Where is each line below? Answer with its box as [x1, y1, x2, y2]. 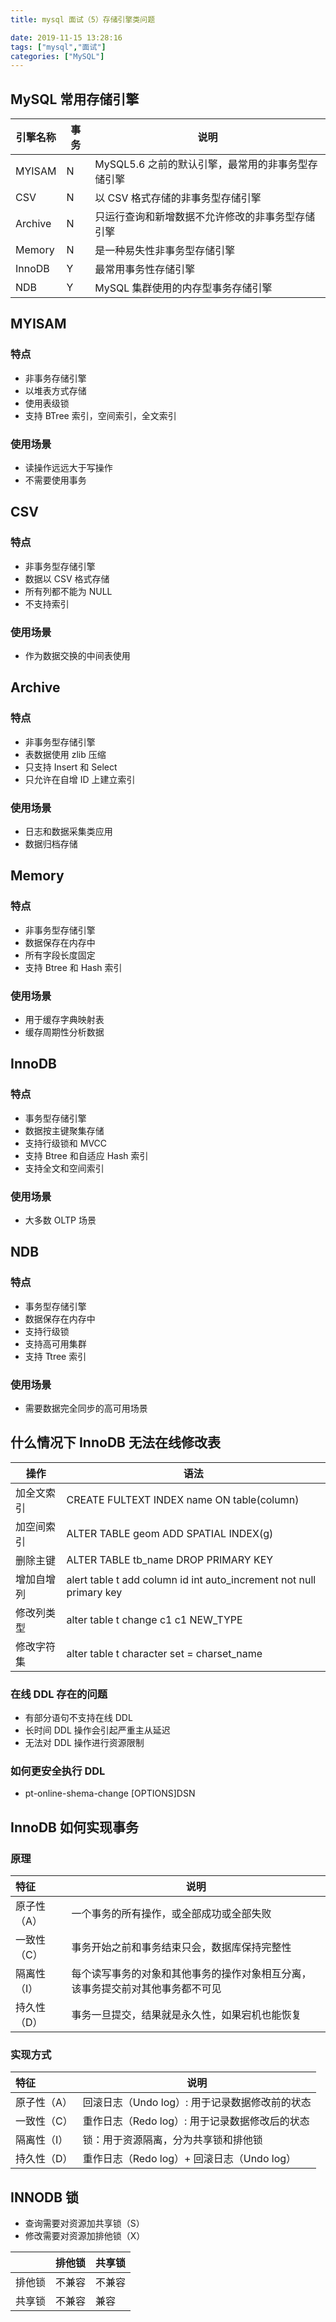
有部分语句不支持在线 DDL [24, 1712, 133, 1724]
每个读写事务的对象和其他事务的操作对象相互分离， [71, 1967, 312, 1981]
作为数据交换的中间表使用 [24, 650, 131, 662]
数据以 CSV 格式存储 [24, 572, 110, 585]
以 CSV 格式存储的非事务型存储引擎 [94, 191, 262, 205]
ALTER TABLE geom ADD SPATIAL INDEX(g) [66, 1526, 274, 1540]
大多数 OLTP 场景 [24, 1214, 97, 1226]
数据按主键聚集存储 [24, 1124, 105, 1136]
